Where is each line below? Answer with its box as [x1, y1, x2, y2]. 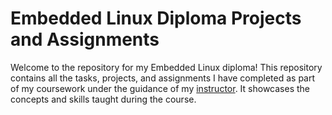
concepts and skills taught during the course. [10, 93, 197, 105]
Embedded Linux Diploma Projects [10, 7, 302, 30]
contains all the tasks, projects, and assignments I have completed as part [10, 72, 316, 84]
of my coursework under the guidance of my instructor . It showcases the [10, 82, 311, 94]
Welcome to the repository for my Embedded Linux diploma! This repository [10, 61, 323, 73]
